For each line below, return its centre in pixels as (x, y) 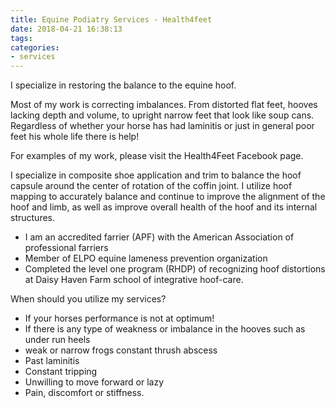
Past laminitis (52, 361)
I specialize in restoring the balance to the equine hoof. (123, 85)
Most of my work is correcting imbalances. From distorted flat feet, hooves (164, 105)
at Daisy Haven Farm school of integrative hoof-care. (134, 280)
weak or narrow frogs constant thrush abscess (121, 350)
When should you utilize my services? (88, 299)
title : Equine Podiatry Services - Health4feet (111, 19)
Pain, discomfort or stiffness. (84, 393)
